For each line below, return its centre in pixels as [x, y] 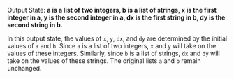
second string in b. [35, 25]
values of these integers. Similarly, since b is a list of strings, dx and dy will [114, 53]
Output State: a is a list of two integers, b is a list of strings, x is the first [112, 10]
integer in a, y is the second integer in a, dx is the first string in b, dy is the [116, 17]
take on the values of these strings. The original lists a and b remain [104, 61]
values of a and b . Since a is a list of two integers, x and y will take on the [112, 46]
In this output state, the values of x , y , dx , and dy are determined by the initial [117, 38]
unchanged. [24, 68]
